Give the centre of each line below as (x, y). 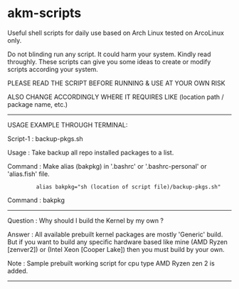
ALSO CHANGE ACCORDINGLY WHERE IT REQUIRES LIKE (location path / (116, 97)
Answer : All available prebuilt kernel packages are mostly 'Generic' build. (115, 234)
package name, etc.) (38, 104)
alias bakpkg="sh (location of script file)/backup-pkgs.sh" (128, 186)
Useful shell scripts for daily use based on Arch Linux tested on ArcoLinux (116, 33)
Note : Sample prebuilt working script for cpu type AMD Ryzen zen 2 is (111, 263)
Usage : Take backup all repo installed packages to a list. (91, 152)
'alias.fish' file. (28, 174)
